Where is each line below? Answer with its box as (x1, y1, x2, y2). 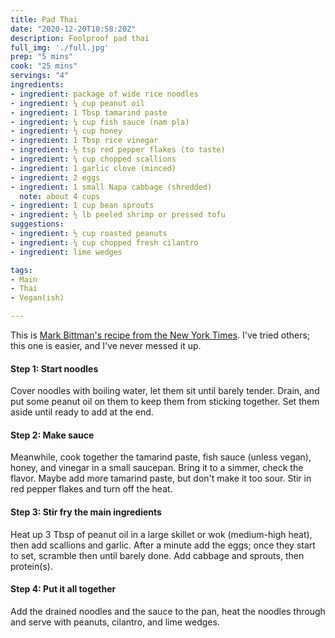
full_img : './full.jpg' (10, 42, 110, 53)
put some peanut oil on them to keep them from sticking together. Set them (10, 396, 320, 408)
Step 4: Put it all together (10, 583, 117, 595)
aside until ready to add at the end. (10, 406, 154, 418)
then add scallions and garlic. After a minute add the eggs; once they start (10, 539, 316, 551)
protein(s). (10, 560, 53, 572)
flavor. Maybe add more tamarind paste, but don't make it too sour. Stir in (10, 472, 312, 485)
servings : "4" (10, 71, 70, 81)
